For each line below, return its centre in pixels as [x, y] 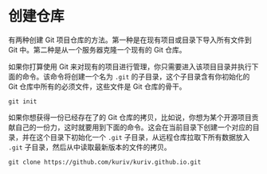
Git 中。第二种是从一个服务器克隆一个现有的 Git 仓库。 [97, 49]
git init [23, 101]
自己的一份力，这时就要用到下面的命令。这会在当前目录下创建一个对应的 [133, 127]
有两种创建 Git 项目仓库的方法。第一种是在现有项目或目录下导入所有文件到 [130, 40]
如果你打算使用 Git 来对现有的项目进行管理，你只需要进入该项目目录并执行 [130, 66]
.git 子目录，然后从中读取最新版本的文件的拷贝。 [90, 147]
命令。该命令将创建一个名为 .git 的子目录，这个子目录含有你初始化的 [136, 76]
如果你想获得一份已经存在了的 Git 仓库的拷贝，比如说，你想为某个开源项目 [130, 117]
